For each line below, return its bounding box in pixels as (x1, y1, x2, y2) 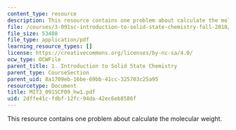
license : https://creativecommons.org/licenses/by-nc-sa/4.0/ (7, 50, 193, 57)
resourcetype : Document (7, 82, 77, 89)
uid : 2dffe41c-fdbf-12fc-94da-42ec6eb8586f (7, 96, 137, 103)
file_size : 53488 (7, 30, 58, 37)
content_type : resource (7, 10, 77, 18)
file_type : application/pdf (7, 37, 90, 44)
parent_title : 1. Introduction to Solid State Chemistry (7, 63, 178, 70)
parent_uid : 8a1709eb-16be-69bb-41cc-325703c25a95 (7, 75, 159, 83)
